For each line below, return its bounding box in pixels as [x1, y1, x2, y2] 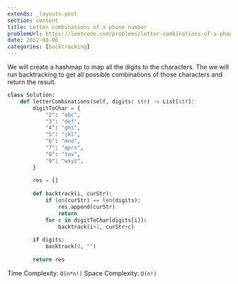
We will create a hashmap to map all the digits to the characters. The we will [7, 63, 229, 71]
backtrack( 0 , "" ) [45, 243, 97, 250]
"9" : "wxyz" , [45, 157, 84, 164]
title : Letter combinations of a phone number [7, 23, 147, 30]
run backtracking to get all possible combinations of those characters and [7, 70, 223, 79]
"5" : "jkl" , [45, 131, 81, 138]
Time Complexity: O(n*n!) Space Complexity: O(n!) [7, 268, 157, 277]
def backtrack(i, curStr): [33, 191, 113, 198]
